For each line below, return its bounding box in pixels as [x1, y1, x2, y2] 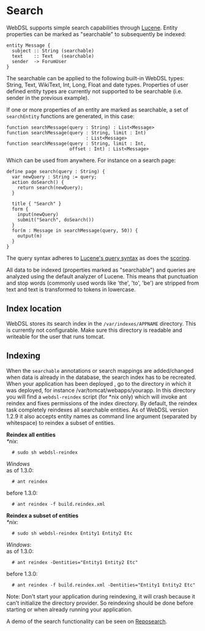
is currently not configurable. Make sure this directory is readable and [6, 326, 182, 334]
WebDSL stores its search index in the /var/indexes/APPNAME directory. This [6, 319, 196, 327]
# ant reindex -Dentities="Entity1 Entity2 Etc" [12, 559, 138, 565]
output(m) [17, 232, 43, 239]
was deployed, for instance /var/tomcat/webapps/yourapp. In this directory [6, 386, 196, 394]
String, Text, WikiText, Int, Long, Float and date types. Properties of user [6, 81, 188, 88]
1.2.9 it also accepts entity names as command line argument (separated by [6, 412, 197, 420]
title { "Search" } [12, 201, 62, 207]
